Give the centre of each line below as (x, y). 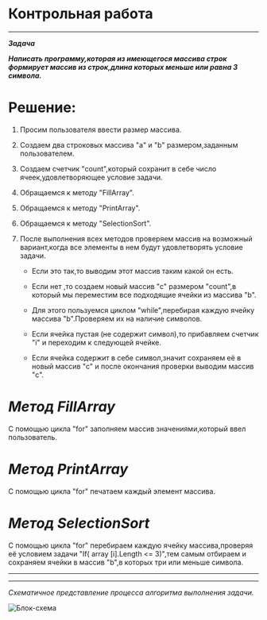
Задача (22, 43)
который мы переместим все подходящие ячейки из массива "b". (144, 295)
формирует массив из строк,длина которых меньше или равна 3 (123, 67)
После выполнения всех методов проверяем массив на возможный (136, 238)
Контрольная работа (81, 14)
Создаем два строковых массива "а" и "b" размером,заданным (129, 144)
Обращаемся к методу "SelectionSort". (85, 223)
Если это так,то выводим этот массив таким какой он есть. (133, 271)
